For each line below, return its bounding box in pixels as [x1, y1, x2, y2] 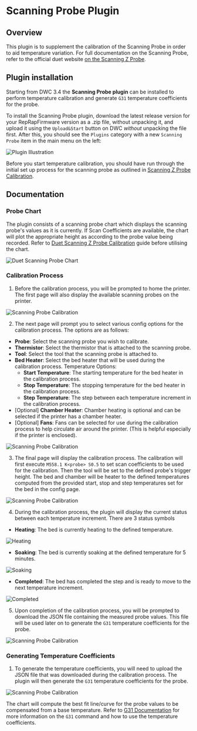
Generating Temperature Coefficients [6, 652, 116, 660]
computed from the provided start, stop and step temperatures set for [14, 479, 184, 486]
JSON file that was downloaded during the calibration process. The [14, 672, 178, 679]
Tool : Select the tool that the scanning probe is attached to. [14, 350, 158, 357]
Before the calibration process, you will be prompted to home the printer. [14, 285, 191, 292]
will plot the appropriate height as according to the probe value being [6, 233, 173, 240]
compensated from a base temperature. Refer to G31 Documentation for [6, 707, 180, 714]
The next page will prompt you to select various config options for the [14, 320, 184, 327]
